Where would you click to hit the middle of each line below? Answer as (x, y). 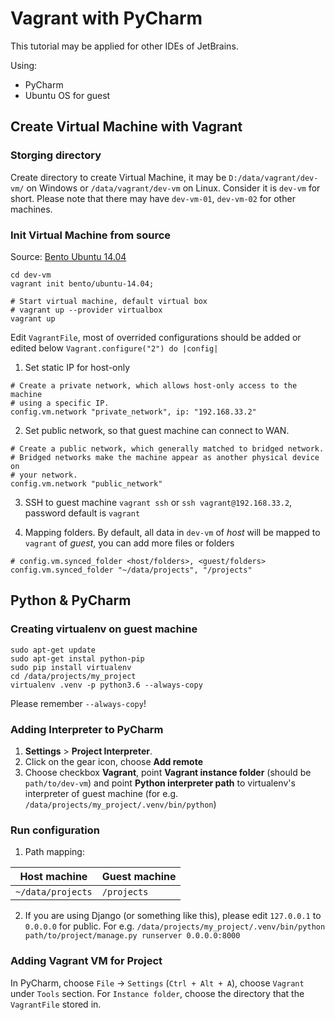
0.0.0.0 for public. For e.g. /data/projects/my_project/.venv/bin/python (175, 926)
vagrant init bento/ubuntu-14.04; (82, 283)
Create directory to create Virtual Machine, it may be (118, 177)
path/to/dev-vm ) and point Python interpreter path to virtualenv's (160, 783)
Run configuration (55, 830)
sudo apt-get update (53, 650)
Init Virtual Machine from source (91, 235)
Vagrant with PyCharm (106, 18)
